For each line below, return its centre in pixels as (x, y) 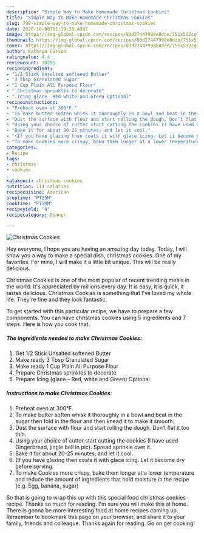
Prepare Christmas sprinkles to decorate (66, 373)
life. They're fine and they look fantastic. (57, 300)
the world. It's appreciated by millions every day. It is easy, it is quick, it (95, 287)
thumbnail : (20, 40)
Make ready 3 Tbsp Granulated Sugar (62, 360)
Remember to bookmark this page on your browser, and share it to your (96, 517)
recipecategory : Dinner (36, 215)
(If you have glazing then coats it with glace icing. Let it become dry (100, 460)
